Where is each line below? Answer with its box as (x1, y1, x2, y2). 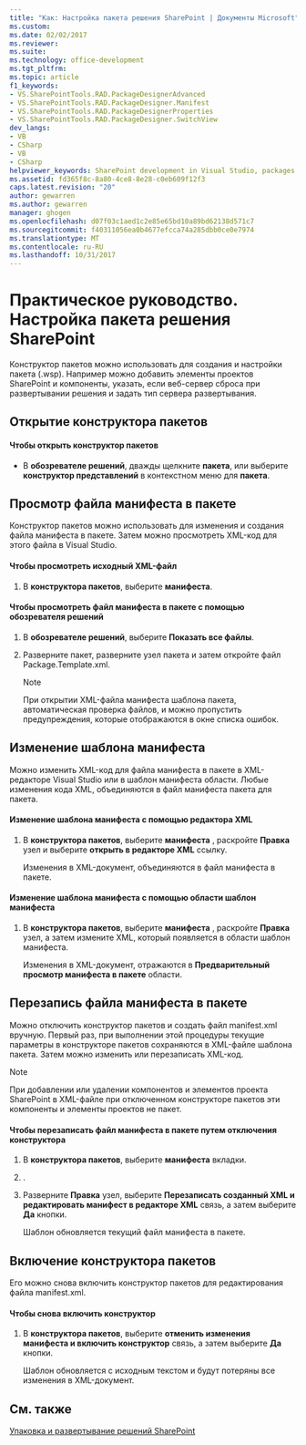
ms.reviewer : (9, 38, 59, 48)
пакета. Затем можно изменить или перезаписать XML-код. (9, 1048, 244, 1059)
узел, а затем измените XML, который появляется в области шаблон (22, 932, 291, 944)
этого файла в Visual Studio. (9, 540, 117, 551)
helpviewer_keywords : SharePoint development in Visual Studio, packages (9, 166, 296, 175)
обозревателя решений (9, 612, 105, 623)
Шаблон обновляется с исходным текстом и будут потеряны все (22, 1365, 276, 1377)
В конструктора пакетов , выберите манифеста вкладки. (22, 1154, 248, 1165)
